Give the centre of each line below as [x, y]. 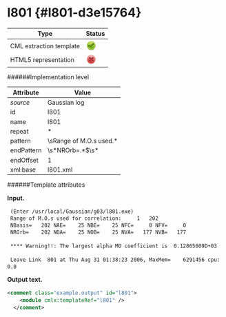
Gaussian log [66, 103]
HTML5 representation [42, 59]
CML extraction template [45, 45]
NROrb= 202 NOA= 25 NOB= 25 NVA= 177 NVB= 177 [98, 232]
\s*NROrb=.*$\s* [73, 150]
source [20, 103]
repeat [19, 131]
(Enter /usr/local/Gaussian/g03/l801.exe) [72, 212]
